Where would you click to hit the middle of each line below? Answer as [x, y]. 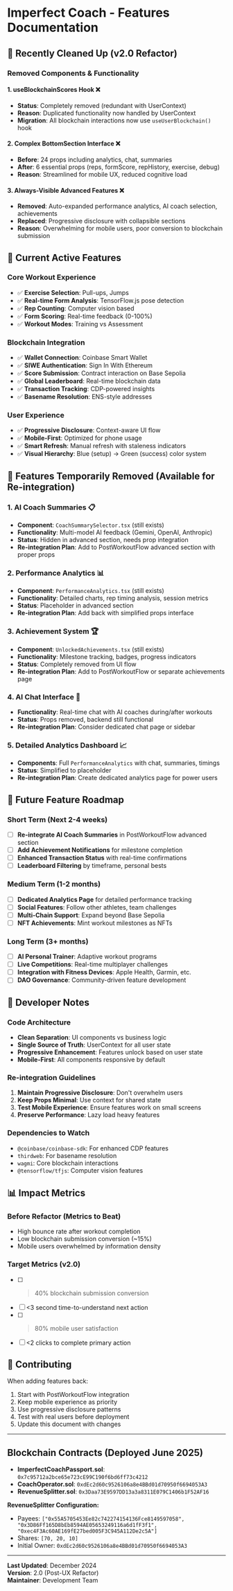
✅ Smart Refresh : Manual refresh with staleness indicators [102, 446]
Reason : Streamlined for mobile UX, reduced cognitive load [102, 174]
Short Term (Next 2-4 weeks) [58, 819]
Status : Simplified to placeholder [64, 770]
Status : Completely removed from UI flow [77, 664]
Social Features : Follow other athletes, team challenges [97, 907]
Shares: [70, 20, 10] [48, 1538]
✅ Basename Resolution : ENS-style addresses [85, 397]
